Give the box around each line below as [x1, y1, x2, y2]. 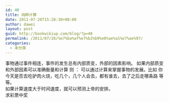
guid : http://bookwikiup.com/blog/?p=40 [5, 31, 93, 36]
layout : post [5, 27, 33, 32]
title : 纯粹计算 [5, 12, 37, 17]
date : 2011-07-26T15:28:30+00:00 [5, 17, 77, 22]
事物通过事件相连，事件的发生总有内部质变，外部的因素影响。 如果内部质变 [5, 60, 164, 66]
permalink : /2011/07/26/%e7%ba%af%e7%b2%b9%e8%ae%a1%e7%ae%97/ [5, 36, 143, 41]
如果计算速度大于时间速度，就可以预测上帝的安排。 [5, 85, 113, 92]
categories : [5, 41, 31, 46]
